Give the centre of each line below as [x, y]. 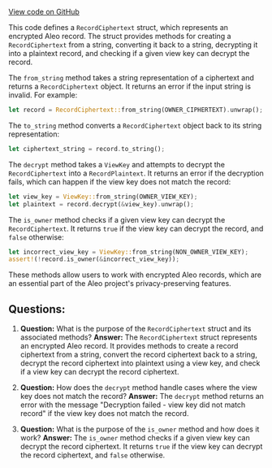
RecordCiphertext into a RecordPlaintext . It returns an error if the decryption [136, 173]
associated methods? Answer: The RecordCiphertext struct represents [138, 337]
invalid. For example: [43, 95]
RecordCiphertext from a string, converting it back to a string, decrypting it [133, 45]
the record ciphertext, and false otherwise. [93, 455]
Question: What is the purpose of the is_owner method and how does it [140, 429]
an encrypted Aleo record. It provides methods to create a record [129, 346]
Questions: [37, 309]
